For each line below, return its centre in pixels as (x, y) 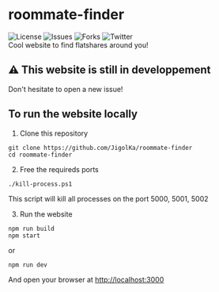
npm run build (32, 229)
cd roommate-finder (40, 155)
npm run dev (28, 265)
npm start (25, 236)
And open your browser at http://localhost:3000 (86, 279)
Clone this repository (54, 133)
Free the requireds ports (59, 169)
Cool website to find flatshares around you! (78, 44)
